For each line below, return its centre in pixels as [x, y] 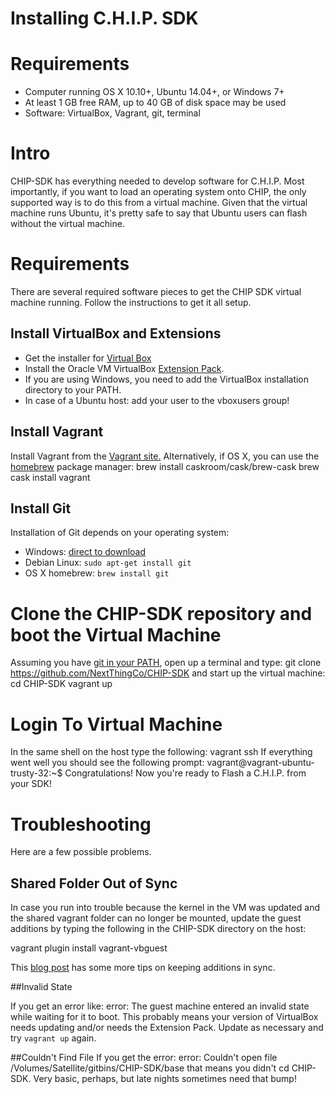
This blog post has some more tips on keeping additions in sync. [143, 968]
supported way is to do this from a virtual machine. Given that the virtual [159, 203]
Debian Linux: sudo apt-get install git [108, 563]
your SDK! [31, 784]
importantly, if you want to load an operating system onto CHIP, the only [158, 192]
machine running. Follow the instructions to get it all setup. [131, 302]
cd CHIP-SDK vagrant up [61, 684]
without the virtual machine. [67, 224]
